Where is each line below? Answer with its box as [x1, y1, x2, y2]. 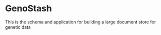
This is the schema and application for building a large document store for [5, 19, 156, 25]
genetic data [5, 24, 31, 30]
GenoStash [5, 3, 52, 14]
